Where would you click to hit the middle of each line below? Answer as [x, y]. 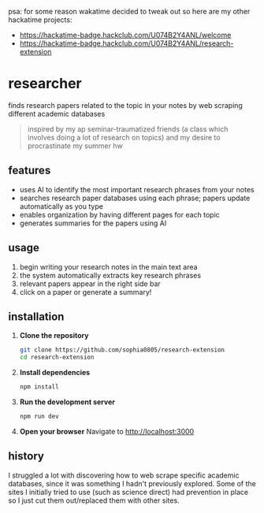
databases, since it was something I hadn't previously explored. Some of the [132, 483]
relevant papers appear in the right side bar [90, 284]
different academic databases [57, 113]
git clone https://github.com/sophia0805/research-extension [122, 350]
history [26, 456]
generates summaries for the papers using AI [93, 223]
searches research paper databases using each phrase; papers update [135, 198]
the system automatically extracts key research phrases [110, 275]
